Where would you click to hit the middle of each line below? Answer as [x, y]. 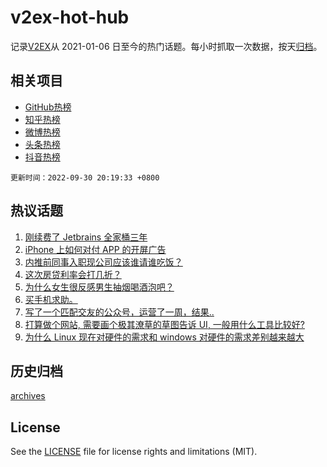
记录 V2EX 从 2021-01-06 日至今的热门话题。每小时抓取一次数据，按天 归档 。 [166, 46]
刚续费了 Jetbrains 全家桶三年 [86, 237]
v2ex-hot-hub [70, 17]
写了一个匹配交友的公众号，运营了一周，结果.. [119, 312]
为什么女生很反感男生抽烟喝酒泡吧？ [99, 287]
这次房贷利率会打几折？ [73, 274]
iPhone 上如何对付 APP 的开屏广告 [95, 249]
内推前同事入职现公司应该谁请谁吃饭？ [103, 262]
